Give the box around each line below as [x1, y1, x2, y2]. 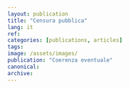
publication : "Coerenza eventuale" [7, 57, 113, 64]
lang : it [7, 23, 33, 31]
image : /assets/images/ [7, 50, 78, 57]
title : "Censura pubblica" [7, 17, 88, 24]
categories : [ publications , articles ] [7, 37, 123, 44]
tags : [7, 43, 24, 50]
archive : [7, 70, 33, 77]
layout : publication [7, 10, 69, 18]
